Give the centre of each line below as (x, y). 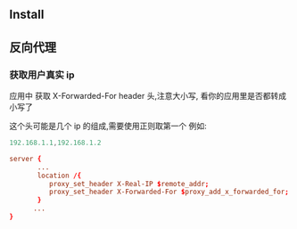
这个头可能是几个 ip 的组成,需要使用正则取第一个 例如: (108, 126)
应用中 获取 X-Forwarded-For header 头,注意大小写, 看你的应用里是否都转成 (148, 96)
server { (25, 159)
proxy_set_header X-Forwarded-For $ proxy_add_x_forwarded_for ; (169, 192)
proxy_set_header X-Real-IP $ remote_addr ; (129, 184)
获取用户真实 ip (42, 75)
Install (27, 15)
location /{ (59, 176)
